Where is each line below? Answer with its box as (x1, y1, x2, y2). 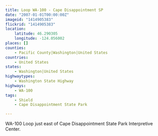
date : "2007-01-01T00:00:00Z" (5, 12, 70, 17)
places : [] (5, 41, 28, 46)
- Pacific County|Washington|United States (14, 50, 108, 55)
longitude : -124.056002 (14, 36, 65, 41)
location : (5, 26, 26, 32)
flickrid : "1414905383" (5, 21, 56, 27)
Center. (5, 126, 21, 132)
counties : (5, 45, 26, 50)
